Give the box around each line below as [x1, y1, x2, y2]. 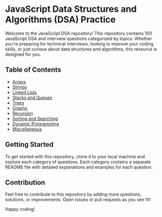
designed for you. [5, 51, 41, 57]
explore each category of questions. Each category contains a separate [5, 159, 151, 165]
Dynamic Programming [12, 121, 59, 127]
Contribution [5, 178, 45, 186]
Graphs [12, 105, 28, 111]
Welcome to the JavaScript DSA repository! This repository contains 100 [5, 30, 152, 36]
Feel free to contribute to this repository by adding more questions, [5, 191, 142, 197]
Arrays [12, 79, 26, 85]
